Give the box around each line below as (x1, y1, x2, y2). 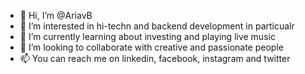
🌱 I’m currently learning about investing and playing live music (19, 31, 276, 42)
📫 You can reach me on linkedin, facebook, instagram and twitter (19, 53, 291, 64)
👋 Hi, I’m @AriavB (19, 10, 93, 21)
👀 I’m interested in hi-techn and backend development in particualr (19, 20, 295, 32)
